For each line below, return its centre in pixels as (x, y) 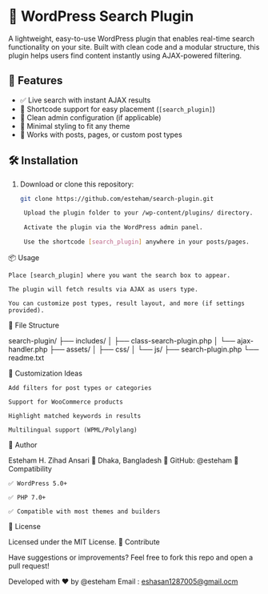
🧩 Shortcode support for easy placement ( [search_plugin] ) (118, 109)
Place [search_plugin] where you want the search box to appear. (119, 275)
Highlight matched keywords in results (75, 416)
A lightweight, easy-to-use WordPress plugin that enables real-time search (132, 38)
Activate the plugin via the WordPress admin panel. (113, 227)
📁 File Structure (34, 325)
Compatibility (30, 469)
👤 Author (23, 445)
